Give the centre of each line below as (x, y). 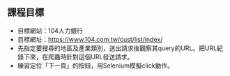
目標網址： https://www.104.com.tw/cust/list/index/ (90, 39)
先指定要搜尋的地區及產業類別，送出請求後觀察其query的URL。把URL (117, 48)
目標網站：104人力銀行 (50, 31)
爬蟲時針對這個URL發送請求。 (91, 56)
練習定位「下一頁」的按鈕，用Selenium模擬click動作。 (95, 66)
